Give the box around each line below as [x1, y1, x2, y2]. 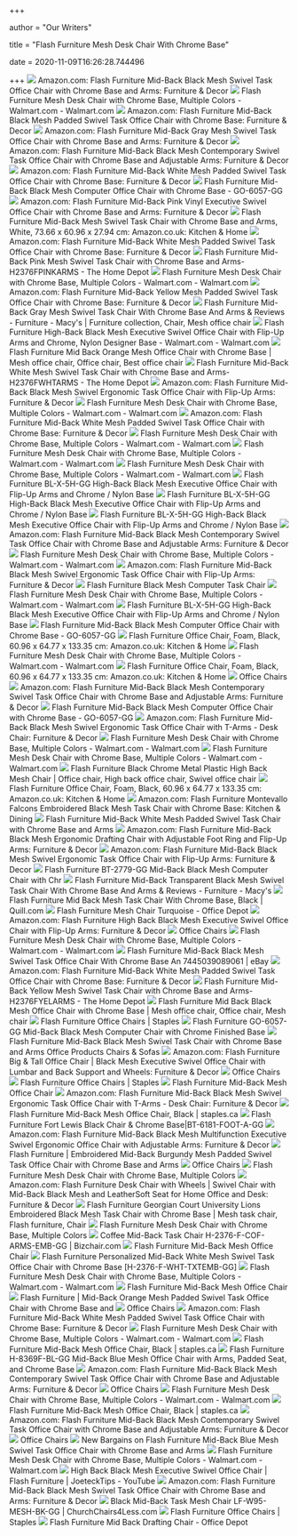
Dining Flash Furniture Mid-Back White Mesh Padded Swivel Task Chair [9, 814, 281, 824]
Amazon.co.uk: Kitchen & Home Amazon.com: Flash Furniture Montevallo [9, 793, 288, 804]
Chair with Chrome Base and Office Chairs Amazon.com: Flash [9, 1303, 261, 1313]
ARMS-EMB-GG [9, 1241, 68, 1251]
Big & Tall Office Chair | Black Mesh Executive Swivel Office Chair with [9, 1056, 266, 1066]
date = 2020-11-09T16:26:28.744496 [9, 57, 145, 67]
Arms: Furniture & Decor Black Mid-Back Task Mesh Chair [9, 1496, 232, 1506]
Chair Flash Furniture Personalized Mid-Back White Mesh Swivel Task [9, 1251, 275, 1261]
